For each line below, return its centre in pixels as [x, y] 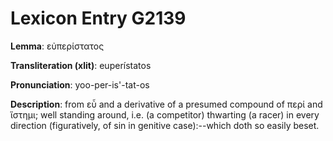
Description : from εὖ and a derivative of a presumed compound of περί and [166, 104]
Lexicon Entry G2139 [98, 18]
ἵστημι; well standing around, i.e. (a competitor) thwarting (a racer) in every [165, 114]
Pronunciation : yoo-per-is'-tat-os [80, 84]
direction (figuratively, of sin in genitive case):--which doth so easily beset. [165, 125]
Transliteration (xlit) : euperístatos [81, 65]
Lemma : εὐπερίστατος [57, 46]
